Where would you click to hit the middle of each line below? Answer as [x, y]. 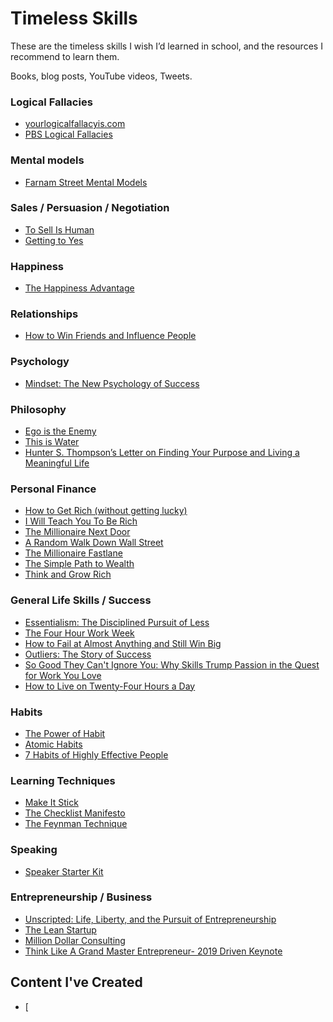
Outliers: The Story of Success [88, 654]
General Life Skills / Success [81, 600]
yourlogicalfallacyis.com [75, 124]
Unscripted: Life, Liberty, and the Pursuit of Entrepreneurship [150, 919]
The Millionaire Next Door [77, 532]
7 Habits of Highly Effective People [96, 754]
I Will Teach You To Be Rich [81, 521]
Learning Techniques [63, 780]
